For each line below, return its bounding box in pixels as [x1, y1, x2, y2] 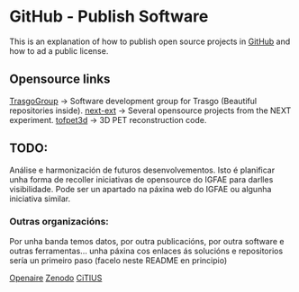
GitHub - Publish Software [9, 6, 209, 27]
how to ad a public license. [9, 45, 109, 56]
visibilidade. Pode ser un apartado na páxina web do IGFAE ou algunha [9, 183, 272, 194]
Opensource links [9, 72, 111, 87]
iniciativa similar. [9, 193, 70, 204]
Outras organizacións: [9, 216, 110, 228]
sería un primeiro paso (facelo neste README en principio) [9, 254, 228, 266]
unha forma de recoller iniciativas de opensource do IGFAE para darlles [9, 173, 274, 185]
